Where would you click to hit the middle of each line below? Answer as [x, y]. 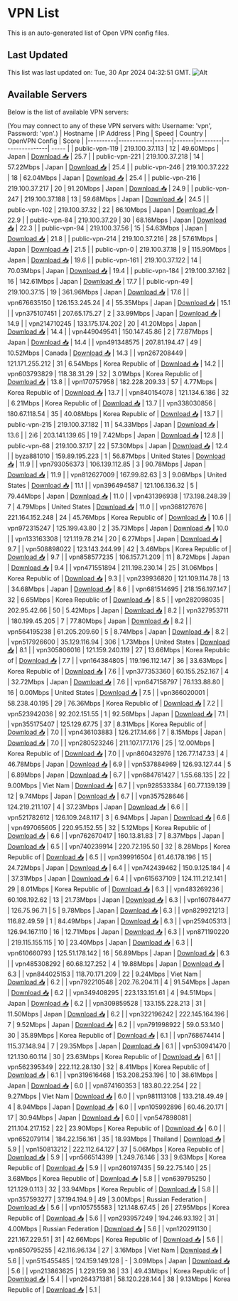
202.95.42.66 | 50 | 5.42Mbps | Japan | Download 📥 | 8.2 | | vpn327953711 [118, 610]
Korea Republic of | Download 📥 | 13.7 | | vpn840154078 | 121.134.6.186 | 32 [118, 392]
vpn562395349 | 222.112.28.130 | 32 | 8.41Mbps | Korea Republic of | [108, 1067]
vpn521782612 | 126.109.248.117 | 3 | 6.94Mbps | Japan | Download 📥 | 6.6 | [119, 817]
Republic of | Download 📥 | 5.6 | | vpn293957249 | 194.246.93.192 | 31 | [113, 1218]
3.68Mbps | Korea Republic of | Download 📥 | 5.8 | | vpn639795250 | [109, 1178]
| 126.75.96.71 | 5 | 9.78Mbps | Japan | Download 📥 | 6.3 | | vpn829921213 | [118, 910]
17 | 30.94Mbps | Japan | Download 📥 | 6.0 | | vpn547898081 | [99, 1117]
